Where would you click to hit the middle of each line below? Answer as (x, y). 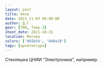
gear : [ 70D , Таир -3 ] (26, 28)
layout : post (18, 9)
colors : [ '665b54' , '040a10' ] (36, 41)
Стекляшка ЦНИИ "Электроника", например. (52, 59)
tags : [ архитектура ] (26, 46)
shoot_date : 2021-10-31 (29, 32)
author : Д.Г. (18, 23)
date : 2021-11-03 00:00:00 (32, 18)
